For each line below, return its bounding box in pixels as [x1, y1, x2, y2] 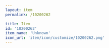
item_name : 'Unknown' [5, 31, 51, 36]
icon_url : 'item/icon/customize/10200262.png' [5, 35, 105, 40]
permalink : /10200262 [5, 12, 51, 17]
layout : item [5, 7, 33, 13]
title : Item [5, 21, 30, 26]
